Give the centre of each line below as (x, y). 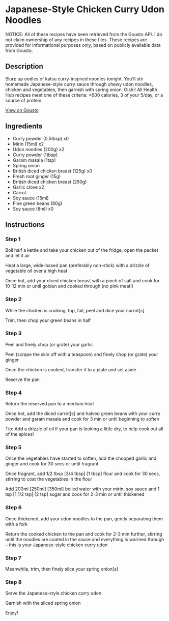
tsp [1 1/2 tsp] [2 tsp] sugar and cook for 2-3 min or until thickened (75, 494)
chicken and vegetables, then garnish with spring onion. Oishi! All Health (81, 90)
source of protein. (24, 100)
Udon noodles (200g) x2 (38, 149)
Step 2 (13, 300)
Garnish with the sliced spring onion (43, 603)
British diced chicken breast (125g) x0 (52, 171)
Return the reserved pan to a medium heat (50, 404)
